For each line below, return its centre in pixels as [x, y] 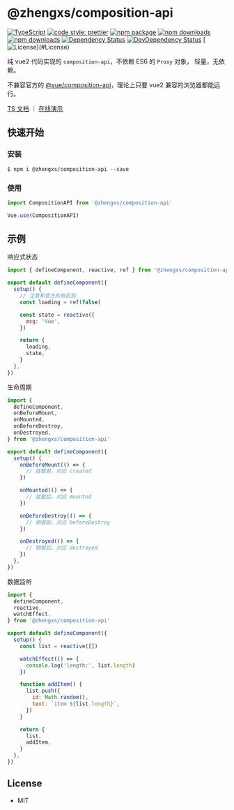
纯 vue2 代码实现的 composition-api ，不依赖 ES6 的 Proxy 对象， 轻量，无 [113, 61]
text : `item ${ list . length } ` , [76, 704]
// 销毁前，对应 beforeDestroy [68, 522]
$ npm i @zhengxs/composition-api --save [68, 169]
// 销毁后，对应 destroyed [62, 548]
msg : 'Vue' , [43, 321]
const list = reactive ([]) [59, 646]
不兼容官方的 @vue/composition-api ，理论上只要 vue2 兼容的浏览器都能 [111, 84]
